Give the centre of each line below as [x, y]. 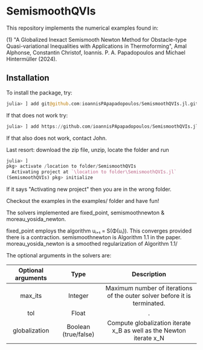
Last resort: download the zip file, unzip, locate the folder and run [88, 150]
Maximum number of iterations [149, 288]
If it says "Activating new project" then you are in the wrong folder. [89, 189]
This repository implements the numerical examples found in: [82, 28]
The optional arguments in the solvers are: [59, 255]
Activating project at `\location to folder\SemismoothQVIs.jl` [94, 172]
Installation [28, 78]
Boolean [79, 327]
